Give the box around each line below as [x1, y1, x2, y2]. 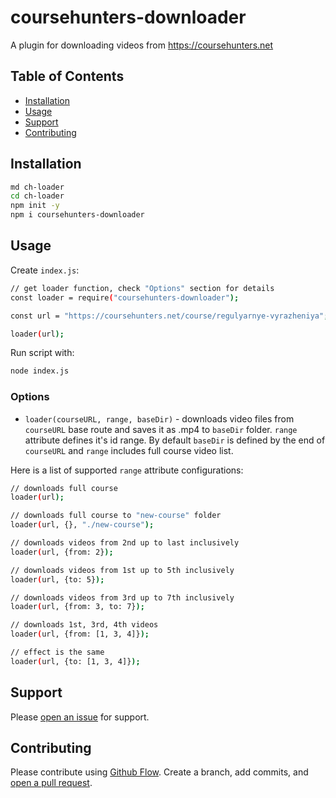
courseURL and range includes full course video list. [24, 444, 234, 456]
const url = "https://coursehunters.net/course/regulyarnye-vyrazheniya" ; [10, 311, 329, 321]
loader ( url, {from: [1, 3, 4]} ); [10, 629, 150, 640]
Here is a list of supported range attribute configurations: [10, 464, 244, 476]
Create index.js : [10, 264, 80, 276]
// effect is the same [10, 647, 105, 658]
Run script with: [10, 347, 75, 359]
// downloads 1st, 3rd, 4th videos [10, 620, 159, 630]
